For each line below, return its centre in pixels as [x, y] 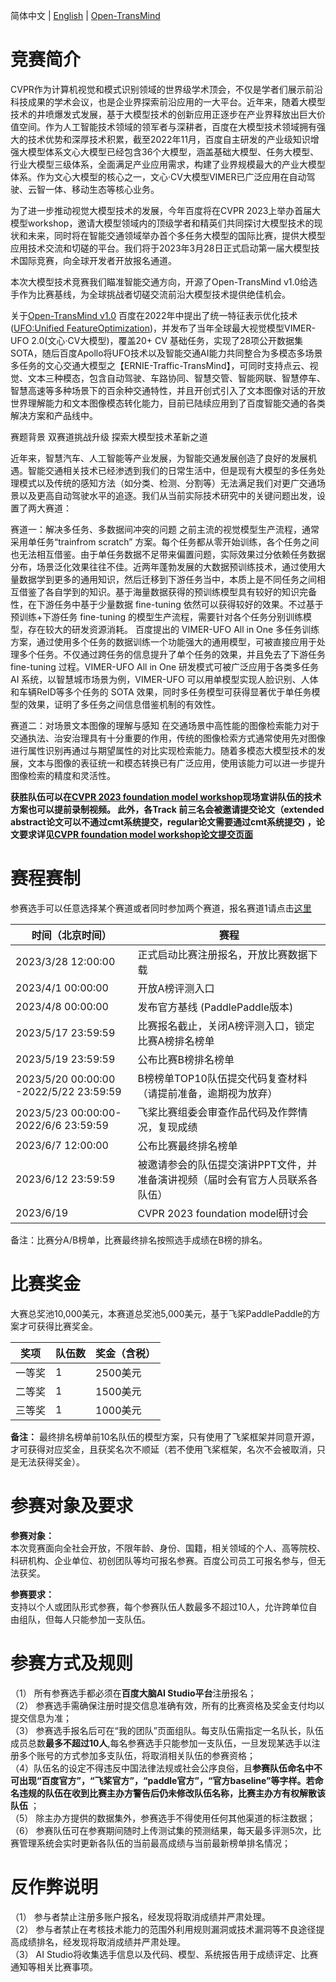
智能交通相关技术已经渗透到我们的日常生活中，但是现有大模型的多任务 [172, 470]
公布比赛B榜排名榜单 [186, 1059]
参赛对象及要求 [72, 1506]
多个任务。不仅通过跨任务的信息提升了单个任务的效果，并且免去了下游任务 [172, 654]
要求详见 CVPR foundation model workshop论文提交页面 [136, 834]
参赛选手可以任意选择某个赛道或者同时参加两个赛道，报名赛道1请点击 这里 [161, 908]
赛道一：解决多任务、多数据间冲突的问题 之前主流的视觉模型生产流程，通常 [165, 529]
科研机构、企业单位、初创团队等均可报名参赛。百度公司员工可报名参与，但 [163, 1560]
